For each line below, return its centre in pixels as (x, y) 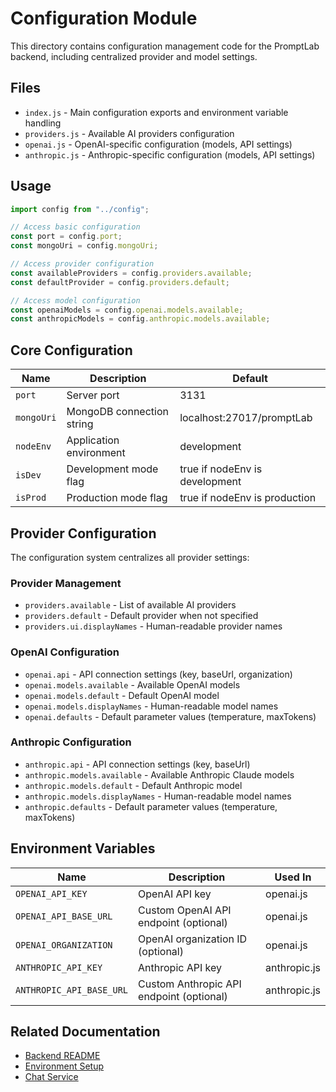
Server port (93, 395)
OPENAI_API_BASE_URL (64, 916)
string (80, 424)
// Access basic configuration (75, 227)
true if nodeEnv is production (248, 498)
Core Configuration (71, 350)
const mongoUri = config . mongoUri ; (84, 246)
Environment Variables (83, 848)
